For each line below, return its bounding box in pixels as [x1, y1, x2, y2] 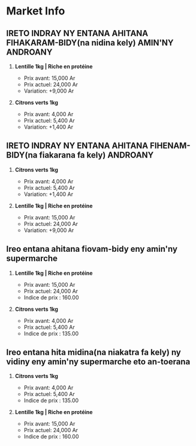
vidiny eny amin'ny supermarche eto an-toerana [6, 356, 191, 367]
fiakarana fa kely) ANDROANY [38, 150, 154, 160]
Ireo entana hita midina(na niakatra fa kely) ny [6, 347, 181, 358]
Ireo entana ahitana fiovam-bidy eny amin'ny [6, 244, 178, 254]
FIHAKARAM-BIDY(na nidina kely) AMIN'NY [6, 37, 174, 47]
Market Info [6, 4, 65, 18]
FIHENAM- [149, 141, 191, 151]
